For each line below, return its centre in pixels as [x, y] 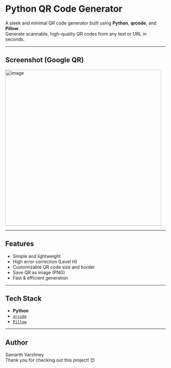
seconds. [15, 39]
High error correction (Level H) [45, 261]
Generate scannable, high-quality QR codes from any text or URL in [76, 34]
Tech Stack [23, 298]
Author [17, 342]
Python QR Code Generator [64, 9]
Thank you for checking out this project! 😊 [50, 360]
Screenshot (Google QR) [45, 60]
